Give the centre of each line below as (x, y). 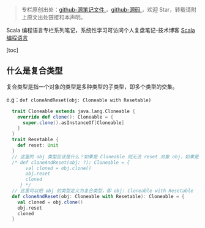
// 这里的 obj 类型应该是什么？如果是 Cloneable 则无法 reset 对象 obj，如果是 (105, 156)
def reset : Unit (38, 145)
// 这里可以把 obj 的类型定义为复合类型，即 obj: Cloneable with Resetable (103, 191)
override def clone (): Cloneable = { (65, 117)
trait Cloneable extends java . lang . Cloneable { (74, 111)
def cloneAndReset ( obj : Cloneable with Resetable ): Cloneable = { (98, 196)
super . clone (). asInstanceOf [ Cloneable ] (73, 123)
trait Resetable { (35, 140)
